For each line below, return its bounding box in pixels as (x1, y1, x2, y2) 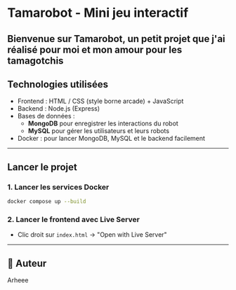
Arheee (7, 276, 29, 284)
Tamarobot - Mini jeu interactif (7, 5, 189, 21)
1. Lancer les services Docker (7, 182, 110, 192)
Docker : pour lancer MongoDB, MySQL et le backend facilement (17, 134, 206, 143)
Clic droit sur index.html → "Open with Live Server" (17, 230, 167, 239)
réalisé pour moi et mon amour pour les (7, 43, 183, 55)
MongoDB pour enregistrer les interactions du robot (27, 119, 179, 127)
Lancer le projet (7, 161, 77, 173)
